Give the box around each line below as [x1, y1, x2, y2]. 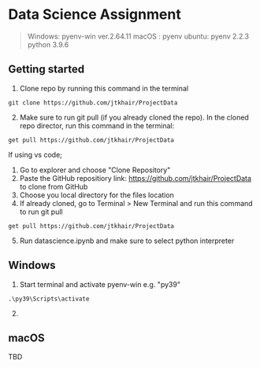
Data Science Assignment [8, 6, 181, 24]
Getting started [8, 63, 85, 76]
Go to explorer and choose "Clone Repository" [19, 165, 171, 175]
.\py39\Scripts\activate [8, 295, 90, 303]
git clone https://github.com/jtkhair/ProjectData [8, 98, 178, 107]
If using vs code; [8, 149, 63, 159]
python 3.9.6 [27, 39, 69, 49]
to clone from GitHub [19, 182, 88, 191]
